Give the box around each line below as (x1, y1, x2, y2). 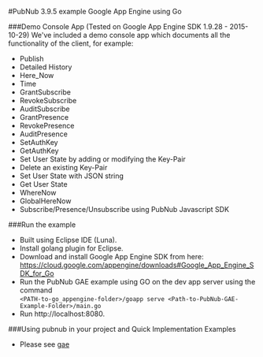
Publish (19, 54, 45, 63)
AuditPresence (19, 129, 69, 139)
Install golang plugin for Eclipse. (19, 244, 124, 253)
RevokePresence (19, 121, 75, 130)
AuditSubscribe (19, 104, 71, 113)
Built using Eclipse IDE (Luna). (19, 236, 117, 244)
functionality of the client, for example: (8, 39, 134, 48)
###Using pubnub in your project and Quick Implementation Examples (8, 325, 236, 333)
